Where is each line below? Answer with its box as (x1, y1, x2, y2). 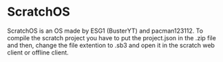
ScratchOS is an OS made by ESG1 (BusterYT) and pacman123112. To (7, 27, 204, 35)
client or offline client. (7, 48, 69, 57)
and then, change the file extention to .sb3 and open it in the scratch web (7, 41, 215, 49)
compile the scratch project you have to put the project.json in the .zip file (7, 33, 217, 42)
